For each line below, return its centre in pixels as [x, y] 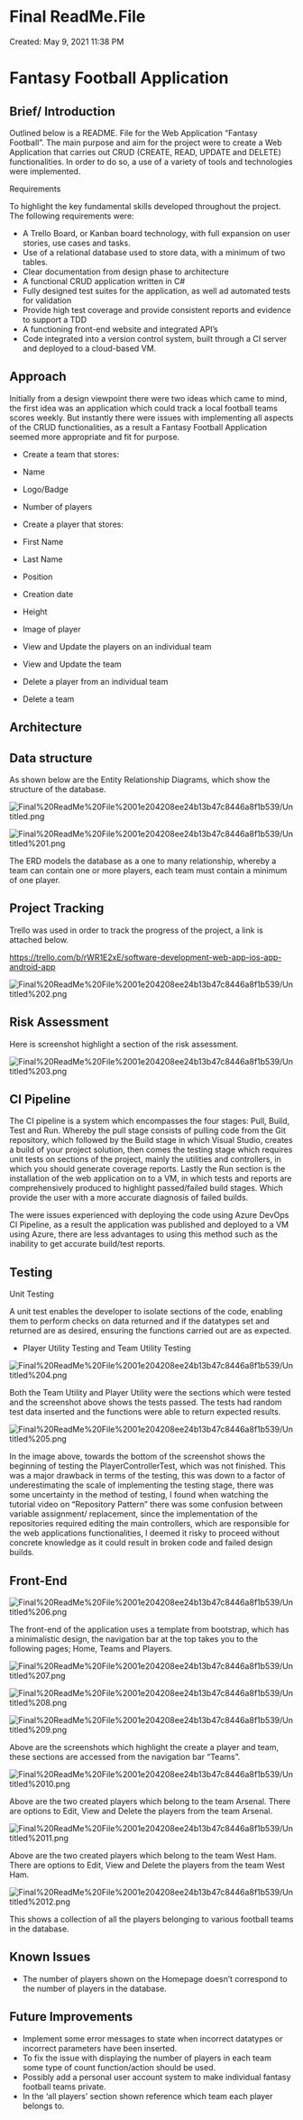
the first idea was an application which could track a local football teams [143, 408]
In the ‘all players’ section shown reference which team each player [147, 2096]
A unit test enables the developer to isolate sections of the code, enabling [146, 1312]
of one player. [35, 880]
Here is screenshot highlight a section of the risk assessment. [124, 1044]
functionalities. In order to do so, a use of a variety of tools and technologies [151, 161]
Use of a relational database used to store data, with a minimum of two [154, 252]
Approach [38, 377]
